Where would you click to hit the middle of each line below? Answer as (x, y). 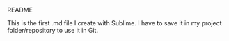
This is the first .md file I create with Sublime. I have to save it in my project (114, 23)
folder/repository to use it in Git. (53, 30)
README (20, 10)
